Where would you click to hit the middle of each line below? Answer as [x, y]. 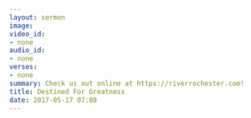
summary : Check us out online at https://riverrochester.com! [127, 83]
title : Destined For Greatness [67, 91]
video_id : [28, 34]
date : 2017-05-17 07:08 [53, 100]
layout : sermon [37, 17]
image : [21, 26]
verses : [24, 67]
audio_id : [28, 51]
